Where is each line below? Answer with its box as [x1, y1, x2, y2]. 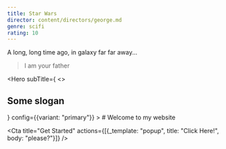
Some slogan [7, 95, 65, 107]
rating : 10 [7, 29, 39, 37]
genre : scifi [7, 23, 45, 30]
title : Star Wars [7, 10, 57, 17]
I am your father [23, 61, 70, 70]
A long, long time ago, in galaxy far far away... [7, 48, 138, 57]
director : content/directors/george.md [7, 17, 122, 23]
